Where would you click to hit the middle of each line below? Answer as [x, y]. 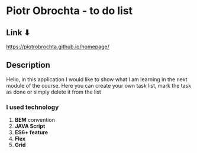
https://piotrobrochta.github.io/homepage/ [58, 46]
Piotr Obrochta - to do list [70, 11]
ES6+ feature [31, 132]
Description [28, 65]
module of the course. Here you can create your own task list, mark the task [99, 85]
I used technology [33, 107]
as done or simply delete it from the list [54, 92]
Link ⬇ [18, 33]
